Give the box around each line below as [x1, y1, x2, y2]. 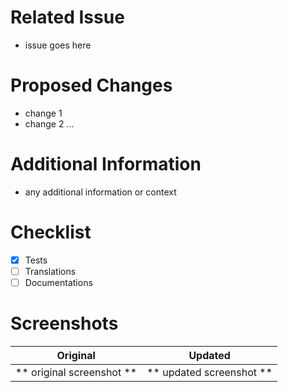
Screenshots [10, 312, 119, 335]
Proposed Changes [10, 74, 173, 97]
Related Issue [10, 6, 125, 29]
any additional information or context [24, 186, 177, 198]
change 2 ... [24, 117, 75, 130]
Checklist [10, 221, 92, 243]
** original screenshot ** [15, 365, 138, 379]
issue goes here [24, 39, 92, 51]
